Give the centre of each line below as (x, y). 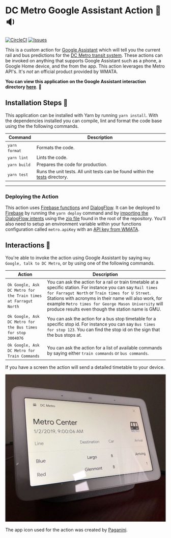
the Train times (25, 296)
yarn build (19, 165)
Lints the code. (52, 157)
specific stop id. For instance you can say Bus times (101, 324)
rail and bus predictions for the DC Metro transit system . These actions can (84, 55)
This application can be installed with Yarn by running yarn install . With (82, 115)
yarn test (18, 175)
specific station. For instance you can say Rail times (102, 287)
